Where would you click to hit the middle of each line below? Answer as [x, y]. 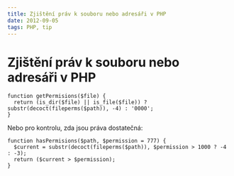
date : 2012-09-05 [33, 21]
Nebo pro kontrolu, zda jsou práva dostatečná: [75, 128]
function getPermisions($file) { [57, 97]
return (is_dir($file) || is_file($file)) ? [80, 103]
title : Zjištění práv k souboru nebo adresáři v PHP [87, 14]
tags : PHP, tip [30, 27]
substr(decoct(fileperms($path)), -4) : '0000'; [80, 109]
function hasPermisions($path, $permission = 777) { [87, 141]
